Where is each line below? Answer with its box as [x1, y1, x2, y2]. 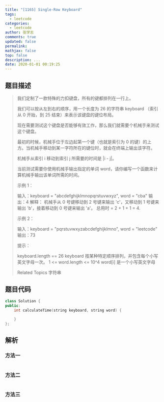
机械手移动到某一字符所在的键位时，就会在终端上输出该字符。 [30, 145, 155, 151]
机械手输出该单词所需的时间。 [21, 172, 82, 178]
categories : [5, 21, 29, 26]
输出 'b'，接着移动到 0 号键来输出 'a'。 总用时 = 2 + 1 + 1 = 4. [17, 205, 141, 211]
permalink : [5, 44, 27, 49]
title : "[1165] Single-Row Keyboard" [5, 7, 82, 12]
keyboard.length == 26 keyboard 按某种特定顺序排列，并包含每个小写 [17, 253, 159, 259]
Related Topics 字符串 [17, 269, 61, 275]
